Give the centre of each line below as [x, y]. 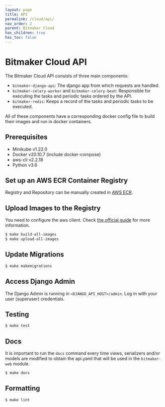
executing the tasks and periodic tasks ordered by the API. [72, 96]
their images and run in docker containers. [48, 121]
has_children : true [25, 33]
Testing [17, 314]
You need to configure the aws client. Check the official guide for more [78, 220]
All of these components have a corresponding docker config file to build [80, 116]
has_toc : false [21, 38]
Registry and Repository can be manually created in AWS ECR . [69, 192]
